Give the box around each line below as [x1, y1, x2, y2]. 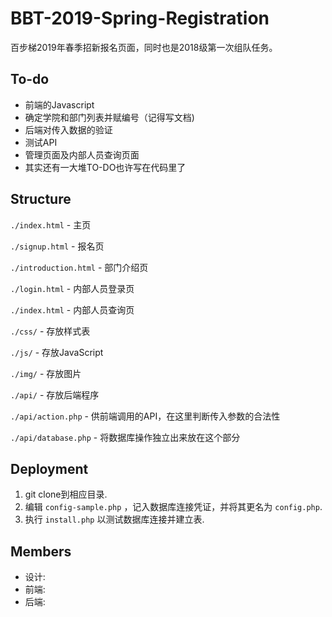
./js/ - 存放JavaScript [10, 346, 104, 358]
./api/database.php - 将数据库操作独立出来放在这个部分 [10, 431, 241, 443]
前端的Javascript [24, 98, 95, 111]
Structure [10, 191, 72, 208]
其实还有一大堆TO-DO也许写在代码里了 [24, 161, 187, 173]
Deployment [10, 460, 89, 477]
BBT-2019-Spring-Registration [10, 7, 270, 30]
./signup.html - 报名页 [10, 240, 105, 252]
